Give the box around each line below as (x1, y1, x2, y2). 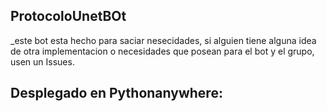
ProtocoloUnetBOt (10, 8, 127, 25)
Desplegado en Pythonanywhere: (10, 85, 223, 102)
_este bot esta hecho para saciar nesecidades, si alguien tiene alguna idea (10, 34, 317, 46)
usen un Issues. (10, 55, 75, 68)
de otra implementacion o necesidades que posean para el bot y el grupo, (10, 45, 315, 57)
